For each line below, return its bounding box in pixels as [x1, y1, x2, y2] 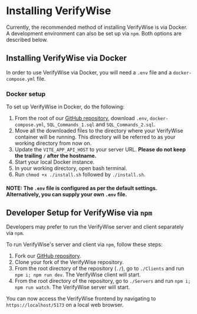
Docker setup [6, 90, 46, 98]
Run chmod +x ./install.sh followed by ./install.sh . [14, 171, 146, 178]
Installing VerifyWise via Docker [6, 53, 127, 63]
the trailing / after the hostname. [14, 152, 97, 160]
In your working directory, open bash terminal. [14, 165, 127, 172]
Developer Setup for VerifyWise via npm [6, 208, 153, 218]
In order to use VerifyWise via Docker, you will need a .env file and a [6, 69, 172, 76]
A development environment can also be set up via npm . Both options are [6, 29, 182, 37]
